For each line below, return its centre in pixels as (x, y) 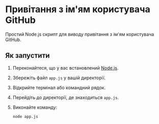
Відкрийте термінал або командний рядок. (59, 87)
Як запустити (28, 56)
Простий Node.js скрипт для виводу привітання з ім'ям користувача (80, 34)
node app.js (25, 116)
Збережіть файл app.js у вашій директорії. (59, 78)
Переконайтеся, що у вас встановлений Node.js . (65, 68)
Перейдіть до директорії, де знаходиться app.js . (65, 97)
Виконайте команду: (35, 107)
